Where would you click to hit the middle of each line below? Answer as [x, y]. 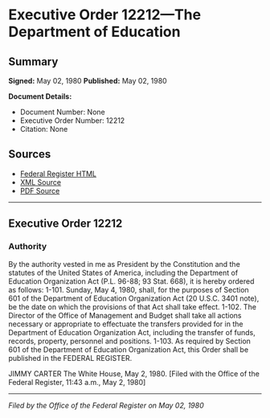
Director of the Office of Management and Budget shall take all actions [125, 315]
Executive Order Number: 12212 [72, 121]
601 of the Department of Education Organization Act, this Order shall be [129, 349]
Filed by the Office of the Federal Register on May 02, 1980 [106, 405]
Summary [33, 61]
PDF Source [40, 191]
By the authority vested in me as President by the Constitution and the [125, 264]
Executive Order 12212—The [105, 15]
